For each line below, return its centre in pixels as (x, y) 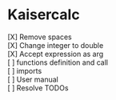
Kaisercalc (44, 15)
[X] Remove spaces (40, 37)
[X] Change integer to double (56, 45)
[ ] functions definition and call (58, 62)
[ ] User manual (33, 79)
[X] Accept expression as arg (56, 54)
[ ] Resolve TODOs (38, 88)
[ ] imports (25, 70)
